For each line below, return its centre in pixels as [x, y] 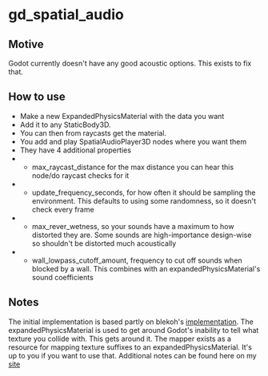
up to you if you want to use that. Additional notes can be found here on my [133, 355]
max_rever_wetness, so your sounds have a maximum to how [133, 226]
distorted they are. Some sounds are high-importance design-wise [142, 235]
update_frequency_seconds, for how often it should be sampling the [144, 192]
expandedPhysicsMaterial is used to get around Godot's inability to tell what [134, 330]
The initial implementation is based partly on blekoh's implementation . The [131, 322]
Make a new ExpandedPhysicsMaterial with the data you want [122, 116]
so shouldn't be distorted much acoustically [104, 243]
